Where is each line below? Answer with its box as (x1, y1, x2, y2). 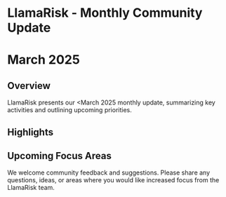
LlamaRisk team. (7, 184, 55, 192)
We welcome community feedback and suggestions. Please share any (7, 168, 211, 177)
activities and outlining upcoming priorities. (7, 106, 132, 114)
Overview (7, 79, 51, 92)
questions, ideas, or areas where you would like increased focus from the (7, 176, 220, 184)
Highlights (7, 126, 54, 138)
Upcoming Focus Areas (7, 149, 112, 162)
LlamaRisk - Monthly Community (7, 5, 203, 21)
